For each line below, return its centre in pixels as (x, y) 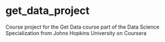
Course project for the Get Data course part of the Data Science (82, 27)
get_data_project (48, 11)
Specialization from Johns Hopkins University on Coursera (76, 33)
